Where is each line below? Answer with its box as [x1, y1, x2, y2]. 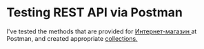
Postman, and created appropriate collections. [6, 34, 139, 42]
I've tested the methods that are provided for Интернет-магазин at [6, 27, 197, 35]
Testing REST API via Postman [6, 5, 183, 20]
